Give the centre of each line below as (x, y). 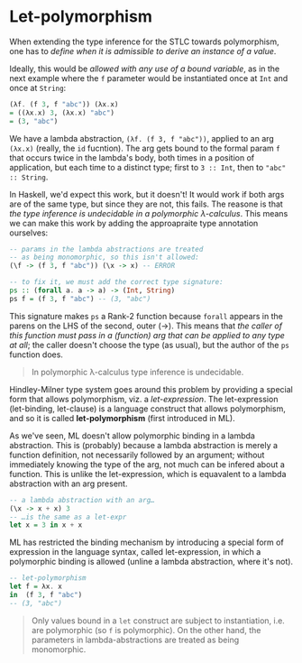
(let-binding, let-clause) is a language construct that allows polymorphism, (148, 409)
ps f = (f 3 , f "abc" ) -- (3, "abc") (80, 299)
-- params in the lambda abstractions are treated (106, 249)
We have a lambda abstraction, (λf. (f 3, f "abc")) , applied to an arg (142, 138)
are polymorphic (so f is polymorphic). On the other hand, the (146, 630)
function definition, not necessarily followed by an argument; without (137, 455)
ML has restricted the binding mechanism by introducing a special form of (146, 542)
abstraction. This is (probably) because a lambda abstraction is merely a (143, 445)
